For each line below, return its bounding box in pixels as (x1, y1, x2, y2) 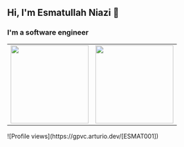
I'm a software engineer (7, 28, 89, 37)
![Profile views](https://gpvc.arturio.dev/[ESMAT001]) (7, 132, 159, 140)
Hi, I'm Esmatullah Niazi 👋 (7, 7, 120, 19)
